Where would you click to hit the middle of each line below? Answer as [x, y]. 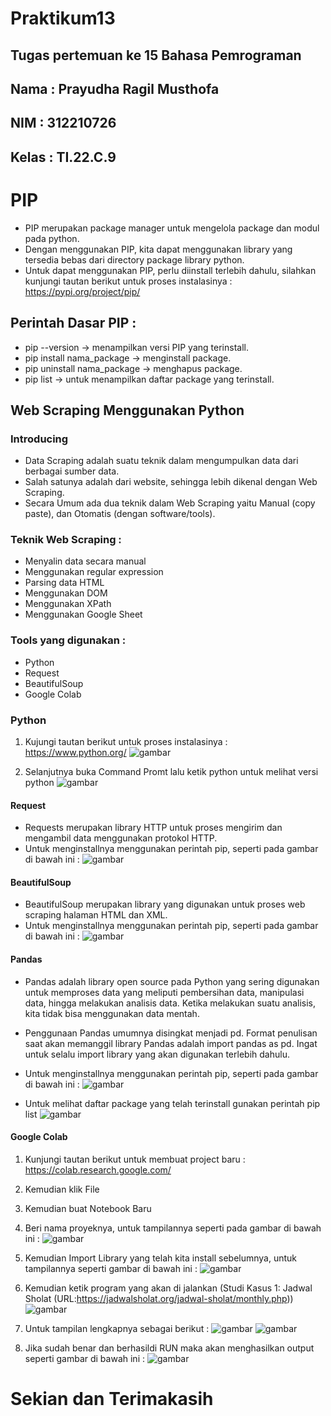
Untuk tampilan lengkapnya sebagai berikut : [117, 1328]
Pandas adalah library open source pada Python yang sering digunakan [172, 981]
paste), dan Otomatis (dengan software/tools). [120, 514]
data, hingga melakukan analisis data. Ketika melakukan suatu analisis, [170, 1003]
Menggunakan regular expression [94, 572]
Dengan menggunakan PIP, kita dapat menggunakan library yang [158, 249]
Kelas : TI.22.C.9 [63, 157]
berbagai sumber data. [72, 471]
